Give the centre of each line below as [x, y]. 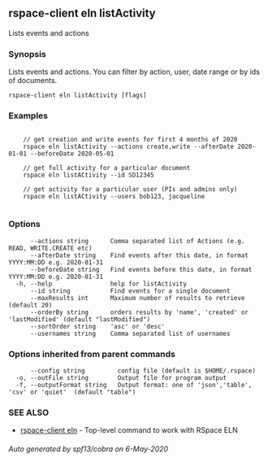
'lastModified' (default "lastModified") [80, 319]
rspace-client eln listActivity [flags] [78, 96]
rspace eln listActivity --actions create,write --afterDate [128, 147]
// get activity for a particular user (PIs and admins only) [130, 190]
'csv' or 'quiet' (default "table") [72, 392]
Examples [28, 115]
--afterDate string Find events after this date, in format [139, 255]
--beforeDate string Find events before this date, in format [141, 269]
